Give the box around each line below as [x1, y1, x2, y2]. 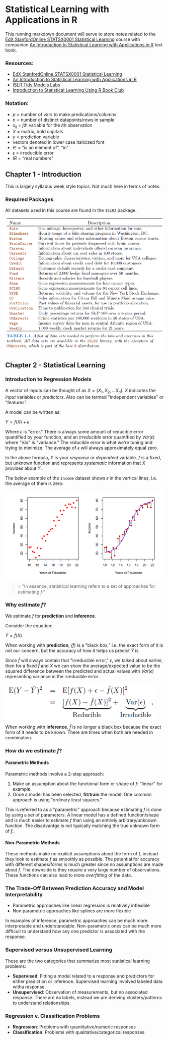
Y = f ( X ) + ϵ [5, 419, 29, 425]
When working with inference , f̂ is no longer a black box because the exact [5, 724, 161, 730]
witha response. [12, 983, 46, 990]
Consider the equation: [5, 622, 53, 629]
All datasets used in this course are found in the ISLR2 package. [5, 207, 137, 213]
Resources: [5, 60, 34, 67]
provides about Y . [5, 465, 42, 471]
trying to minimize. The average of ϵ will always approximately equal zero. [5, 445, 158, 451]
